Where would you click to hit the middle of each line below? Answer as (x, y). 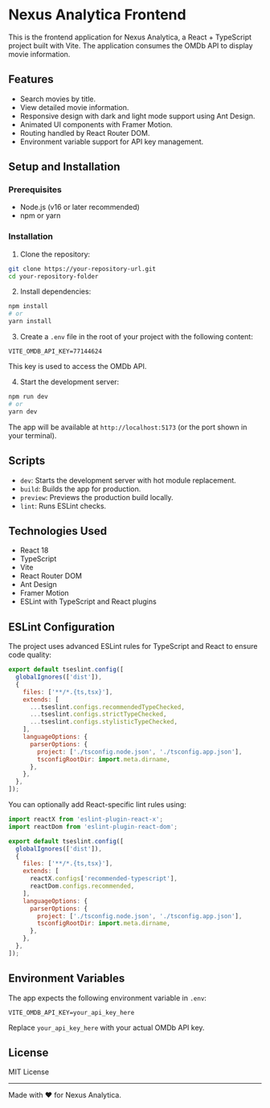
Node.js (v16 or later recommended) (80, 207)
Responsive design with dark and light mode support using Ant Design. (137, 116)
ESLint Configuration (61, 627)
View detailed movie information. (74, 107)
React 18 (34, 550)
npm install (28, 306)
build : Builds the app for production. (80, 489)
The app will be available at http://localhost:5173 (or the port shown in (128, 427)
